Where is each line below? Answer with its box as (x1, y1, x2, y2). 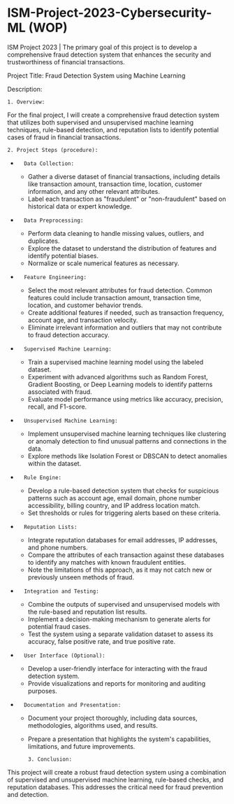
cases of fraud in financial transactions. (7, 133, 121, 141)
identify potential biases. (27, 251, 99, 260)
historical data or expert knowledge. (27, 202, 132, 211)
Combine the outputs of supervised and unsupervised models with (27, 600, 220, 608)
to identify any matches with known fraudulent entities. (27, 558, 187, 566)
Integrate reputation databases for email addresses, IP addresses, (27, 535, 218, 544)
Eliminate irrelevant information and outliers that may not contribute (27, 323, 222, 332)
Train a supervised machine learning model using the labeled (27, 358, 204, 366)
